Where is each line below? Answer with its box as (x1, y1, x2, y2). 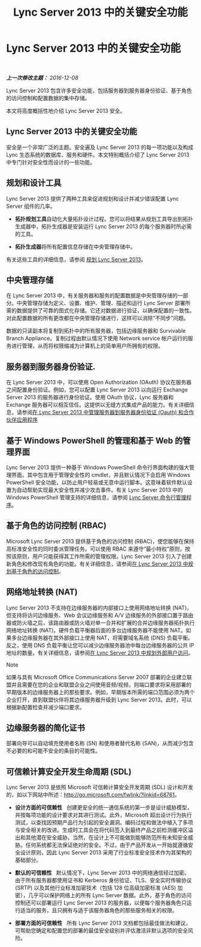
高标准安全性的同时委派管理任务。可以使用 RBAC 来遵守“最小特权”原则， (6, 545, 185, 552)
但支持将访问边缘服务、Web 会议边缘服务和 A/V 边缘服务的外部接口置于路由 (6, 611, 194, 619)
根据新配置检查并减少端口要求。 (6, 703, 85, 710)
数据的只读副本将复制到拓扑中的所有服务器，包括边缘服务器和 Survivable (6, 327, 186, 334)
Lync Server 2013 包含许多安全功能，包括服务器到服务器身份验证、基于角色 (6, 86, 193, 94)
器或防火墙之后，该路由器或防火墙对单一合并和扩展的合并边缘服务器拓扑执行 (6, 619, 195, 626)
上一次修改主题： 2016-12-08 (6, 74, 79, 81)
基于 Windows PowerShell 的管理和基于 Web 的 (6, 435, 183, 446)
